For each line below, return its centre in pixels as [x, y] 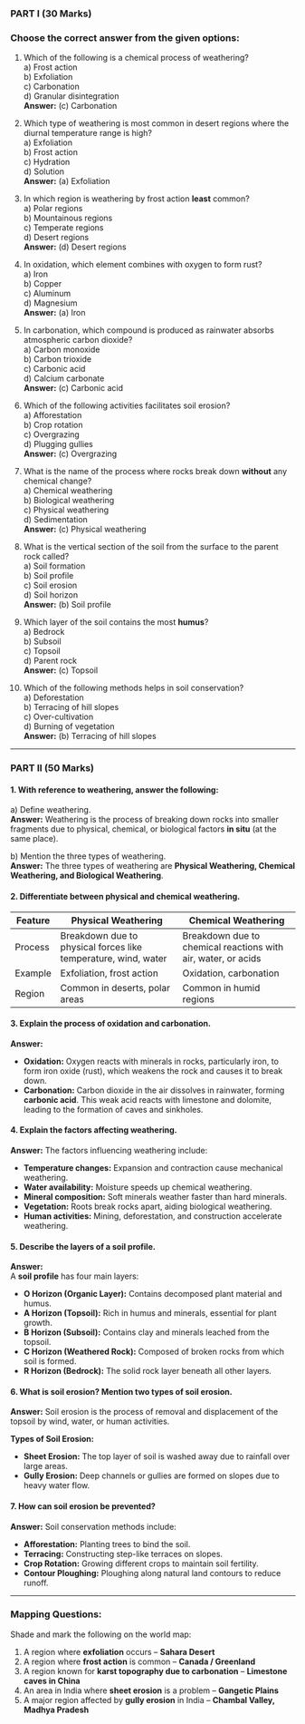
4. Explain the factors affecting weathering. [94, 1130]
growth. [38, 1323]
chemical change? [57, 481]
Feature [33, 920]
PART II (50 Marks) [52, 768]
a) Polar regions [53, 209]
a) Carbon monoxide [62, 350]
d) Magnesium [50, 303]
